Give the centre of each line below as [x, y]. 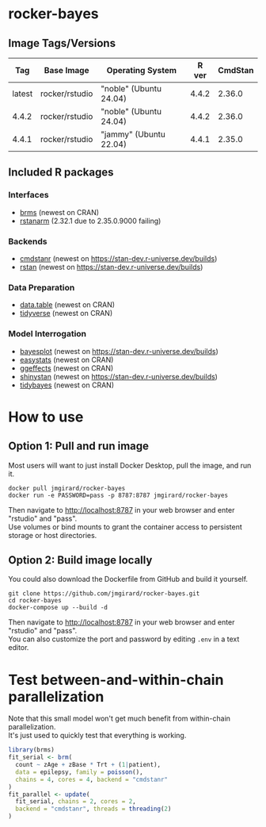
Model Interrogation [47, 334]
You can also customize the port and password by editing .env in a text [124, 639]
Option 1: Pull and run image [78, 446]
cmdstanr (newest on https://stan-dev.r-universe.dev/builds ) [118, 258]
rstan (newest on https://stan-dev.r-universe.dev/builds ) [111, 267]
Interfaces [28, 195]
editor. [19, 648]
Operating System [141, 70]
